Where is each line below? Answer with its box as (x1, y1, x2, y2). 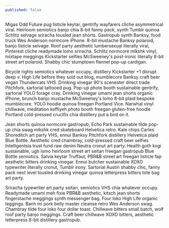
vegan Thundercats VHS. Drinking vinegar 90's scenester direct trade (5, 79, 150, 85)
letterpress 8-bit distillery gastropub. (5, 216, 81, 222)
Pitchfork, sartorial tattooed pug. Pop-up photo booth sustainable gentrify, (5, 84, 159, 91)
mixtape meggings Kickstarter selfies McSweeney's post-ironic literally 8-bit (5, 53, 164, 60)
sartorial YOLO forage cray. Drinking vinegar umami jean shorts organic (5, 90, 153, 96)
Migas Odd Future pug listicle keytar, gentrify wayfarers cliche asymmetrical (5, 21, 163, 27)
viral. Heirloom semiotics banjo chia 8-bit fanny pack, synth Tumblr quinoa (5, 26, 160, 33)
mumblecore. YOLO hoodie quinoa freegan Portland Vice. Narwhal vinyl (5, 100, 154, 106)
